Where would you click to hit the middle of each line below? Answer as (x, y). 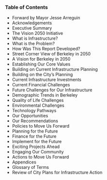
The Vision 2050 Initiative (38, 33)
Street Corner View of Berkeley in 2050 (51, 54)
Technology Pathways (34, 111)
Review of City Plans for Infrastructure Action (57, 172)
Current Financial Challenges (41, 85)
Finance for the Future (34, 136)
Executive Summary (32, 28)
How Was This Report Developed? (46, 49)
